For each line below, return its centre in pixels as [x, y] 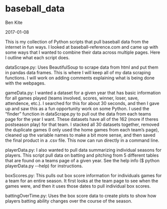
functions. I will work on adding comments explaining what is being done [80, 78]
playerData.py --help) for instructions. [44, 166]
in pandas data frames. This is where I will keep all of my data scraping [78, 72]
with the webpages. [25, 83]
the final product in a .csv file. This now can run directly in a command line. [82, 140]
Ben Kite [14, 22]
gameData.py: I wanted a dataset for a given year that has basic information [83, 93]
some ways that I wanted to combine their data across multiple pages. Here [83, 52]
